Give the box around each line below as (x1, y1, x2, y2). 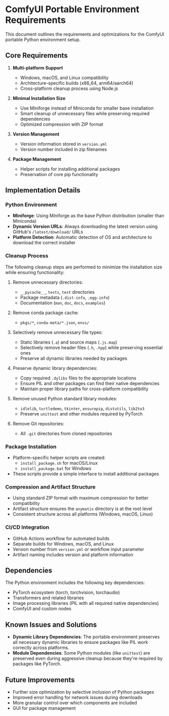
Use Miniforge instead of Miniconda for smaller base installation (20, 105, 154, 111)
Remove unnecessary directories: (12, 279, 83, 285)
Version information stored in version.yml (20, 141, 108, 147)
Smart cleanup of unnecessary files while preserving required (20, 110, 150, 116)
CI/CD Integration (5, 524, 50, 531)
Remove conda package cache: (12, 310, 79, 316)
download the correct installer (12, 240, 76, 246)
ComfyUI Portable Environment (5, 4, 140, 15)
